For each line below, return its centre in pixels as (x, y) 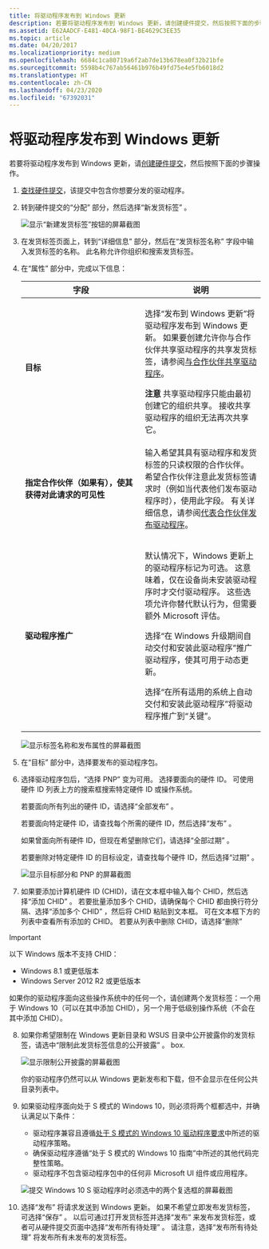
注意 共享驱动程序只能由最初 (198, 394)
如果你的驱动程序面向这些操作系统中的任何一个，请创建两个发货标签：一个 (131, 998)
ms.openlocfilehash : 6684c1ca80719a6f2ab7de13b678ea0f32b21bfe (117, 61)
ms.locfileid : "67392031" (52, 98)
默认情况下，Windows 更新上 (199, 556)
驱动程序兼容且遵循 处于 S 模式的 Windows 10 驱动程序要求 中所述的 (142, 1133)
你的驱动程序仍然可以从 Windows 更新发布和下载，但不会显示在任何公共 (139, 1079)
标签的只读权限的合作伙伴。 (196, 465)
